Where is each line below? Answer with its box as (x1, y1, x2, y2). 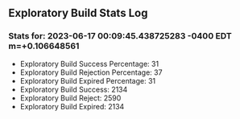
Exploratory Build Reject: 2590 (19, 92, 122, 103)
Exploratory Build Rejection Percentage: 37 (19, 68, 163, 77)
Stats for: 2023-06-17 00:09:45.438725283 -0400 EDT (8, 31, 232, 42)
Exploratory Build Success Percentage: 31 (19, 59, 159, 68)
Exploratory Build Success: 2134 (19, 84, 128, 94)
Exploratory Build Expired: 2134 (19, 101, 125, 111)
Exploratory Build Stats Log (8, 6, 148, 20)
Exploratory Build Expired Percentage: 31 (19, 76, 156, 85)
